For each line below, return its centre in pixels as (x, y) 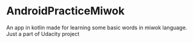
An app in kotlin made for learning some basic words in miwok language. (97, 27)
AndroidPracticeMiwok (66, 11)
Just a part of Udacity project (43, 33)
